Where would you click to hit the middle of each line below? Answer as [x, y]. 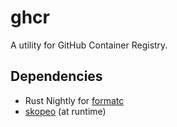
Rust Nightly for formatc [74, 100]
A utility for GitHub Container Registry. [89, 45]
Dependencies [56, 76]
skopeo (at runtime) [65, 111]
